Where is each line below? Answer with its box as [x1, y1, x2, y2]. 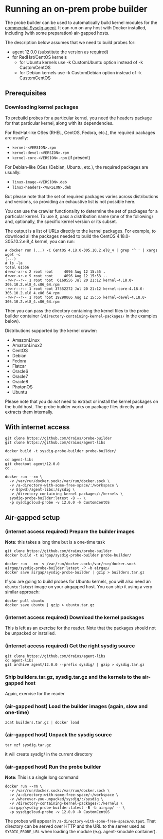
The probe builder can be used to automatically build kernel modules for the [5, 20, 158, 25]
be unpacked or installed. [5, 630, 56, 636]
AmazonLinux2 [12, 342, 42, 348]
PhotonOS [12, 384, 33, 390]
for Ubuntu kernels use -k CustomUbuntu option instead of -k [19, 59, 143, 65]
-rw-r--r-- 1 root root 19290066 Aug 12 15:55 [5, 295, 101, 300]
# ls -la [5, 261, 23, 265]
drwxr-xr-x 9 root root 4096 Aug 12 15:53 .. [5, 273, 108, 278]
